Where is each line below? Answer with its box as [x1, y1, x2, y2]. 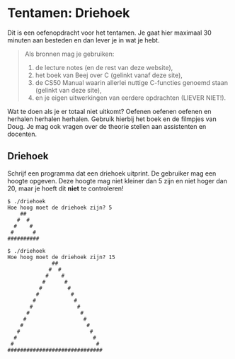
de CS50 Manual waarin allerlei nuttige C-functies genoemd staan [35, 78, 229, 86]
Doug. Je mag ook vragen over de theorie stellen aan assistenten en [7, 122, 207, 130]
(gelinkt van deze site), [35, 86, 102, 94]
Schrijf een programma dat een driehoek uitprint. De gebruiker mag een [7, 169, 217, 178]
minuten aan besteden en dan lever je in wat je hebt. [7, 35, 160, 44]
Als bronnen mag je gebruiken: [24, 50, 115, 58]
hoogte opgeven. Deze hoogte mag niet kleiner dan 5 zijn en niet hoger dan [7, 176, 228, 185]
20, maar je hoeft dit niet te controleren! [7, 184, 124, 193]
